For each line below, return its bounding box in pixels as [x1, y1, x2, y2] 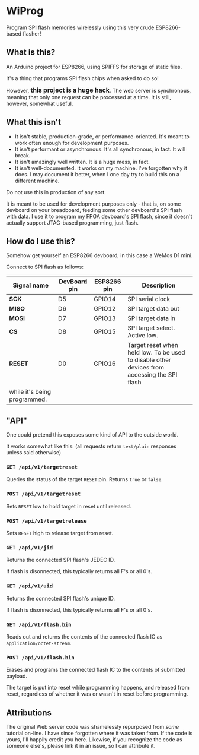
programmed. [9, 395, 47, 403]
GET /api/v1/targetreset [6, 464, 78, 470]
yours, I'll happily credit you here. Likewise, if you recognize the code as [6, 736, 182, 743]
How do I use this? [6, 236, 75, 246]
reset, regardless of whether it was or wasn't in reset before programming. [6, 690, 188, 697]
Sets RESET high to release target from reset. [6, 530, 114, 537]
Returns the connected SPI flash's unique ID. [6, 595, 115, 602]
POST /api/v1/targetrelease [6, 517, 87, 524]
